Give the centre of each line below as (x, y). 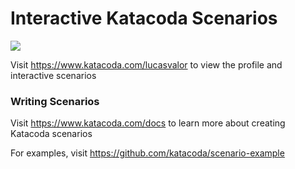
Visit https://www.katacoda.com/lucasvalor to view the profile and (146, 64)
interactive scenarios (53, 75)
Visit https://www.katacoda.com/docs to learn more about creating (148, 123)
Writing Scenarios (55, 101)
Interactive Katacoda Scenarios (144, 18)
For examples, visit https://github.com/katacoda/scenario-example (147, 153)
